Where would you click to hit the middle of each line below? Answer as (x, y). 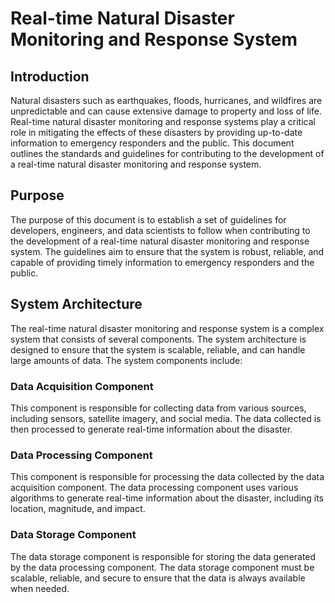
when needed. (40, 588)
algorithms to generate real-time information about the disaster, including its (167, 498)
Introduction (50, 76)
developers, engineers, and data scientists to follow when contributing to (160, 230)
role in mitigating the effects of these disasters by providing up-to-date (156, 132)
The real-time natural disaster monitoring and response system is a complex (167, 328)
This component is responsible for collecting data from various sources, (158, 408)
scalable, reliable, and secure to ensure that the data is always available (158, 578)
